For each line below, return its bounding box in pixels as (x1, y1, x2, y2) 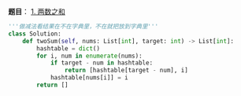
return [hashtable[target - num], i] (64, 66, 189, 75)
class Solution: (8, 30, 61, 38)
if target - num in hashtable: (50, 59, 154, 67)
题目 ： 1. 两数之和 (8, 7, 65, 16)
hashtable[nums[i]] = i (50, 74, 128, 82)
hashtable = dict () (36, 44, 101, 53)
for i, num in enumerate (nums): (36, 52, 143, 60)
